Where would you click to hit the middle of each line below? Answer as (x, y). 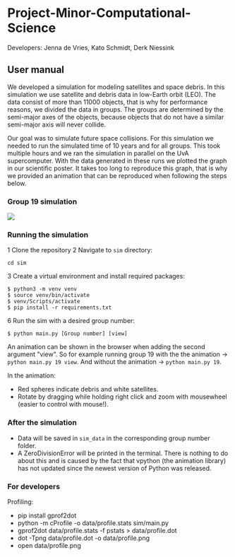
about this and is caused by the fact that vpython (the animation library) (122, 460)
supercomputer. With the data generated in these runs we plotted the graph (117, 160)
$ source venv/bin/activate (49, 295)
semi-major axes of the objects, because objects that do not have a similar (116, 117)
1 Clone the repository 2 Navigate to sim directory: (80, 250)
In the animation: (32, 375)
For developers (34, 486)
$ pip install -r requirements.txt (60, 308)
